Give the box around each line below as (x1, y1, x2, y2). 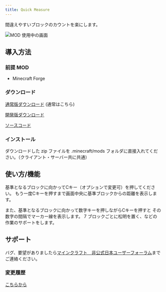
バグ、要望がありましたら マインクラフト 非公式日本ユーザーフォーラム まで (5, 249, 161, 255)
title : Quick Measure (5, 7, 50, 12)
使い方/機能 (5, 170, 41, 178)
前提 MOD (5, 64, 29, 71)
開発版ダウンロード (5, 112, 45, 117)
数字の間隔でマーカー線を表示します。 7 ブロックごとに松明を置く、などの (5, 213, 158, 219)
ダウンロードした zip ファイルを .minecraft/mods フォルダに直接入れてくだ (5, 148, 158, 154)
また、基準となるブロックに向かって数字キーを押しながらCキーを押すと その (5, 207, 162, 213)
